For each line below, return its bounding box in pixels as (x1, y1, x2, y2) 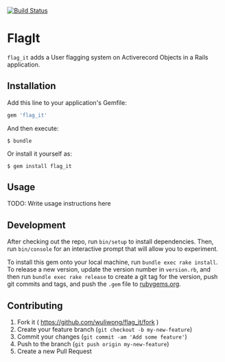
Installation (7, 80, 56, 92)
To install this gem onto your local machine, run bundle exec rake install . (7, 258, 218, 267)
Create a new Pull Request (16, 347, 93, 356)
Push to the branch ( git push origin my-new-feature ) (16, 340, 169, 348)
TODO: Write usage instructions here (7, 200, 111, 208)
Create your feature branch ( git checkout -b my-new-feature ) (16, 326, 193, 334)
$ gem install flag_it (7, 162, 72, 169)
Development (7, 219, 67, 231)
